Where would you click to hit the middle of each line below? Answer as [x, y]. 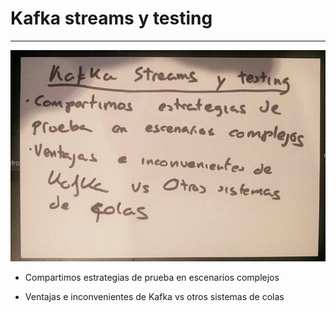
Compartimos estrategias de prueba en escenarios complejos [152, 277]
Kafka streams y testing [111, 18]
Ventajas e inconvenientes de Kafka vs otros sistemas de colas [154, 296]
